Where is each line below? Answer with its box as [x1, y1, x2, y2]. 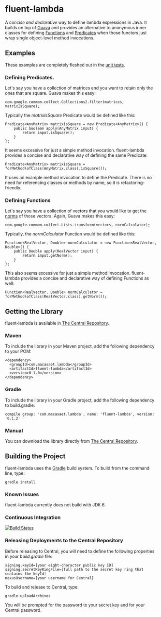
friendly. [5, 185, 22, 191]
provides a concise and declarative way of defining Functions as [21, 275, 149, 281]
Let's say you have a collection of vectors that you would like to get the [5, 208, 146, 214]
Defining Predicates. [5, 74, 55, 81]
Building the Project [5, 452, 66, 461]
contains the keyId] [5, 571, 47, 576]
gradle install [5, 480, 36, 484]
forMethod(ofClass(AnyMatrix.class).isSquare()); [5, 166, 107, 171]
